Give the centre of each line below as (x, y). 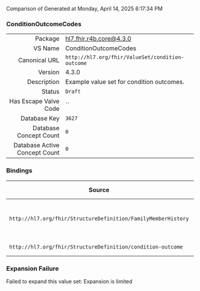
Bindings (19, 171)
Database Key (40, 119)
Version (49, 72)
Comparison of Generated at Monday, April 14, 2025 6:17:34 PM (85, 9)
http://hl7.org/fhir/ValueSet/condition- (125, 57)
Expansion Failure (33, 268)
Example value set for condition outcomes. (125, 82)
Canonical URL (39, 60)
